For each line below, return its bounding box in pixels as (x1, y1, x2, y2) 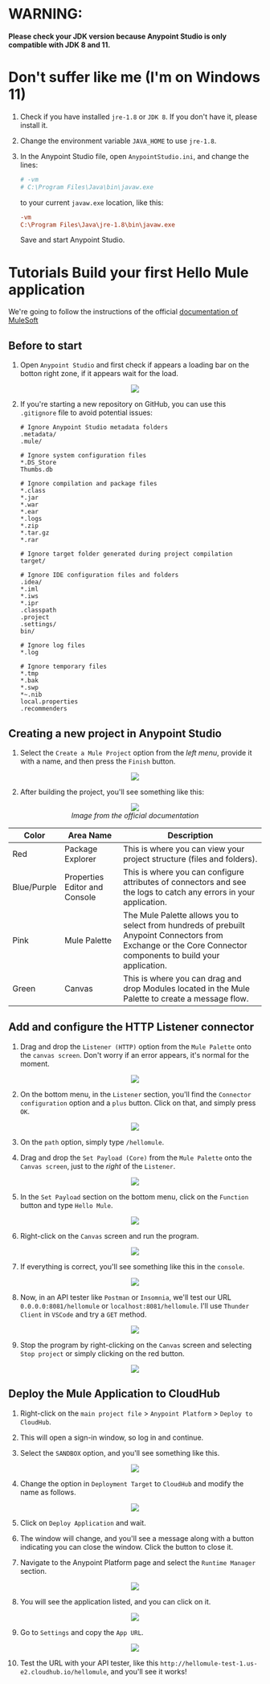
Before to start (8, 338, 83, 352)
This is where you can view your (123, 843, 245, 854)
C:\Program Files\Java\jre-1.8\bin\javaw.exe (19, 220, 175, 229)
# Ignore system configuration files (19, 452, 147, 460)
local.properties (19, 698, 79, 706)
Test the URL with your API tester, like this (19, 1657, 159, 1668)
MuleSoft (8, 315, 39, 326)
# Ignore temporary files (19, 662, 107, 671)
